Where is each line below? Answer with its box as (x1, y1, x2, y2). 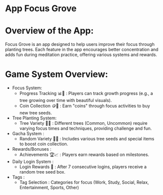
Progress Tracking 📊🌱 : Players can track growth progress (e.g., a (19, 91, 153, 97)
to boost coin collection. (19, 141, 69, 147)
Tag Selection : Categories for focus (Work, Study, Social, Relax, (19, 179, 149, 185)
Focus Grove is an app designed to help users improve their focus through (5, 41, 155, 47)
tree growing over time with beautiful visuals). (19, 97, 112, 103)
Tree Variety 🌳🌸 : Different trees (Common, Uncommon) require (19, 120, 148, 126)
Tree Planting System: (12, 115, 57, 121)
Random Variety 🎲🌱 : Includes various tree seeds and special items (19, 136, 155, 142)
